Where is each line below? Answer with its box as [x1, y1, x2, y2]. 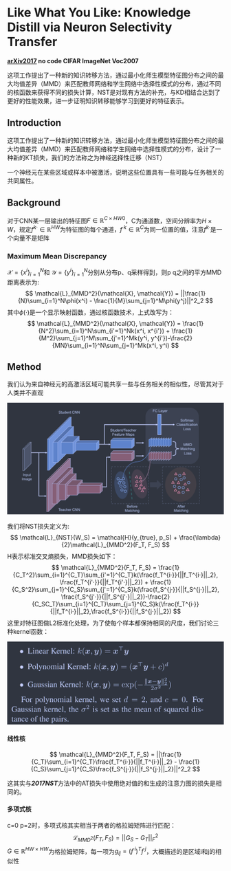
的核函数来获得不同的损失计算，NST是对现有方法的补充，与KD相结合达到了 [7, 88, 221, 96]
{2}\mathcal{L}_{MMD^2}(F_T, [61, 540, 146, 549]
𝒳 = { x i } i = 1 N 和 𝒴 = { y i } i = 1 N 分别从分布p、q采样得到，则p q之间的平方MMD [7, 267, 222, 278]
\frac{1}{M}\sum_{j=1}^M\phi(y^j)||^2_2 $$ [93, 296, 214, 305]
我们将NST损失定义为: [7, 522, 70, 530]
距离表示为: [7, 278, 40, 286]
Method [7, 361, 42, 373]
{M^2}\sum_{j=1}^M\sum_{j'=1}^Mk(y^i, [38, 333, 150, 342]
